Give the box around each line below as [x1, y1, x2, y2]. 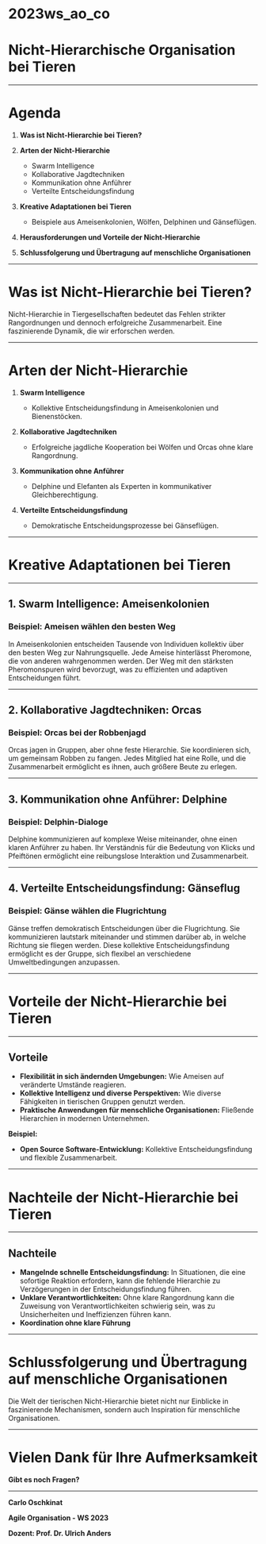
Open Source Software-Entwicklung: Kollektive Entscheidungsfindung [19, 1145, 253, 1154]
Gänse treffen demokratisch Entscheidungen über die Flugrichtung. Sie [8, 923, 240, 933]
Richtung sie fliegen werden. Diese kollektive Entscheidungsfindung [8, 940, 230, 949]
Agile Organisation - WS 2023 [8, 1513, 109, 1523]
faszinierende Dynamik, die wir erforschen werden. [8, 326, 176, 336]
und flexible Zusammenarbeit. [19, 1153, 117, 1163]
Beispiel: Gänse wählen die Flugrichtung [8, 906, 167, 917]
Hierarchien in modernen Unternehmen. [19, 1114, 150, 1123]
